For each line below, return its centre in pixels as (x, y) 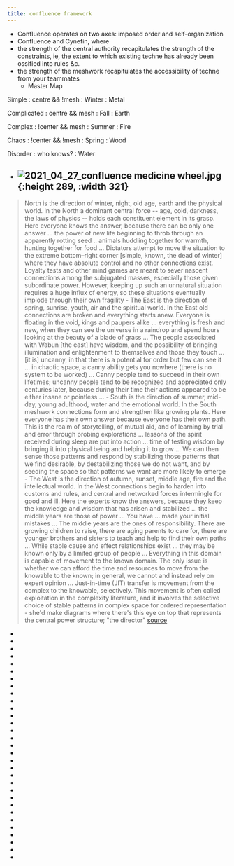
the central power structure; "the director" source (96, 620)
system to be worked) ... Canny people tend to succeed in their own (122, 375)
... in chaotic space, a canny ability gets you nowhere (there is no (118, 367)
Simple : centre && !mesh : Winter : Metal (66, 99)
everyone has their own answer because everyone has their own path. (125, 419)
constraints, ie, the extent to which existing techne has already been (116, 56)
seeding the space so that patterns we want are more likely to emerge (125, 472)
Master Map (45, 85)
